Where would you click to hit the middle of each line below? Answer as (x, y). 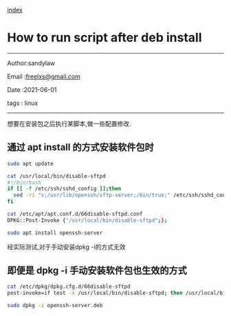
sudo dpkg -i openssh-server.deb (55, 306)
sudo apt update (30, 163)
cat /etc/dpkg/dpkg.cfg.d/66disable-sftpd (69, 287)
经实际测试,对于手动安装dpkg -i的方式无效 (66, 247)
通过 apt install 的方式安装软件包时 (80, 147)
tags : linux (23, 103)
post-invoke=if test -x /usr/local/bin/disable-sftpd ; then (95, 293)
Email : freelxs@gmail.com (44, 76)
